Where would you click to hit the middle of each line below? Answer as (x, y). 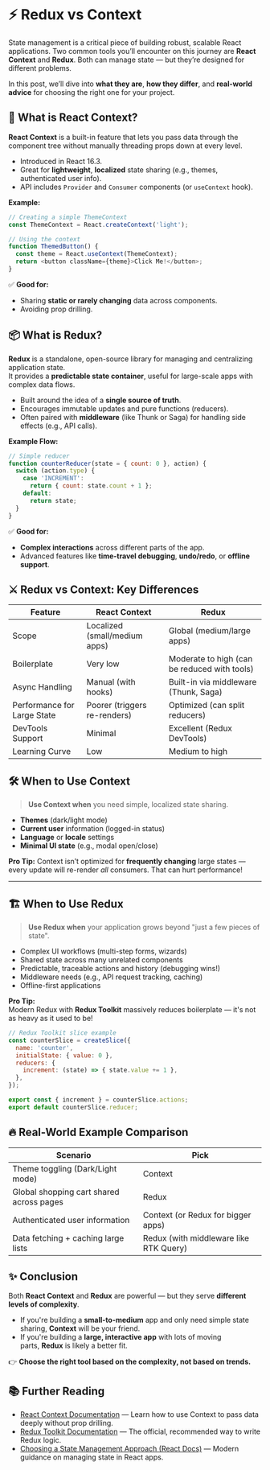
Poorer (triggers (117, 706)
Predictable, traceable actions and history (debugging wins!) (120, 968)
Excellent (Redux (200, 728)
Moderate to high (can (211, 659)
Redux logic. (41, 1440)
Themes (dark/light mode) (64, 820)
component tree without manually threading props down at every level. (125, 146)
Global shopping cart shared (66, 1192)
